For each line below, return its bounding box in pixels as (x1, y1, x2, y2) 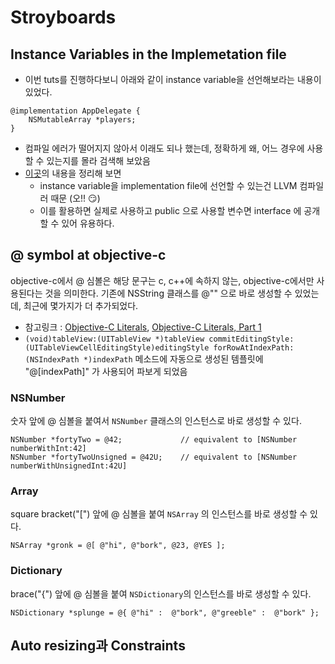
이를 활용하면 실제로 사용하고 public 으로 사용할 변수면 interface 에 (39, 205, 302, 216)
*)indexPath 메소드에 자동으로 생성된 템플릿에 (83, 352, 264, 365)
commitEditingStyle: (208, 334, 295, 344)
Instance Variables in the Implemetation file (10, 46, 287, 63)
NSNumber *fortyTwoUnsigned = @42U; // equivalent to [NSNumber (10, 452, 298, 463)
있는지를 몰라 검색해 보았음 (46, 155, 151, 166)
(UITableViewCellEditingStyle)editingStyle (24, 342, 210, 353)
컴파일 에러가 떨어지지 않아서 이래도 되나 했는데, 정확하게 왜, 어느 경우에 (24, 142, 305, 154)
